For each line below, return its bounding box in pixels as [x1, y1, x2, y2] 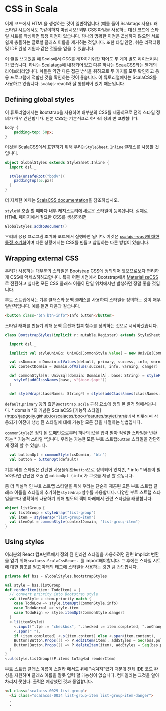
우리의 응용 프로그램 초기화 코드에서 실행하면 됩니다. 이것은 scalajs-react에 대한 [5, 233, 160, 239]
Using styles [5, 537, 44, 546]
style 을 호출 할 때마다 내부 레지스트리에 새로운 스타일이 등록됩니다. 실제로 [5, 207, 148, 214]
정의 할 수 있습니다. [10, 442, 47, 448]
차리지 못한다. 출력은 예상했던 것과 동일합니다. [5, 678, 94, 684]
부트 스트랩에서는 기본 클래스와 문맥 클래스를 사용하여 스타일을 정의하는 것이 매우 [5, 297, 161, 303]
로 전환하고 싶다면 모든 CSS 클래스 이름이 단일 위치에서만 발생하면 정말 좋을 [5, 280, 151, 286]
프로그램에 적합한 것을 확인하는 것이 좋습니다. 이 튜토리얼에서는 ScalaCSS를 [10, 74, 157, 80]
